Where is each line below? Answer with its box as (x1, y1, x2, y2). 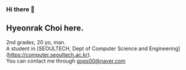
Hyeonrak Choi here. (6, 23, 84, 33)
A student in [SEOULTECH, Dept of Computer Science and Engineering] (6, 45, 181, 52)
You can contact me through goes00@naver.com (6, 57, 126, 64)
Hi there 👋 (6, 5, 35, 13)
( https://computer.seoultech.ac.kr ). (6, 51, 92, 58)
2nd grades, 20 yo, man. (6, 38, 66, 45)
